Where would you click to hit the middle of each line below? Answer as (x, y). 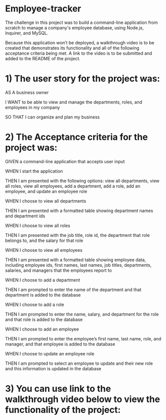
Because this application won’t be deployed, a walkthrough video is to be (80, 42)
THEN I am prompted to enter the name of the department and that (73, 290)
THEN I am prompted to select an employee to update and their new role (79, 363)
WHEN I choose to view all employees (44, 250)
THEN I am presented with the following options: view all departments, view (82, 181)
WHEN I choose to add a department (43, 280)
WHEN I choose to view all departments (46, 201)
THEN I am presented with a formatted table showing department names (79, 210)
